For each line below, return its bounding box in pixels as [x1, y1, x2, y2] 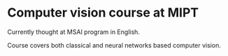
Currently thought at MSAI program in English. [7, 28, 140, 36]
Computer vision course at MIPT [7, 5, 199, 21]
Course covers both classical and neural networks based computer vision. [7, 41, 222, 49]
